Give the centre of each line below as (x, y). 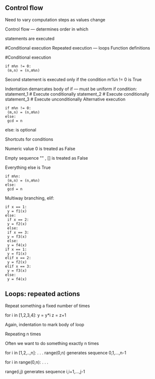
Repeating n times (23, 334)
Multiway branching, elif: (30, 198)
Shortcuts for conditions (29, 139)
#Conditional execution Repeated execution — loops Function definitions (77, 48)
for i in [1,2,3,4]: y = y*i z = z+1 (36, 315)
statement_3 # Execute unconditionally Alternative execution (65, 99)
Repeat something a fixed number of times (47, 306)
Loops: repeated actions (43, 294)
